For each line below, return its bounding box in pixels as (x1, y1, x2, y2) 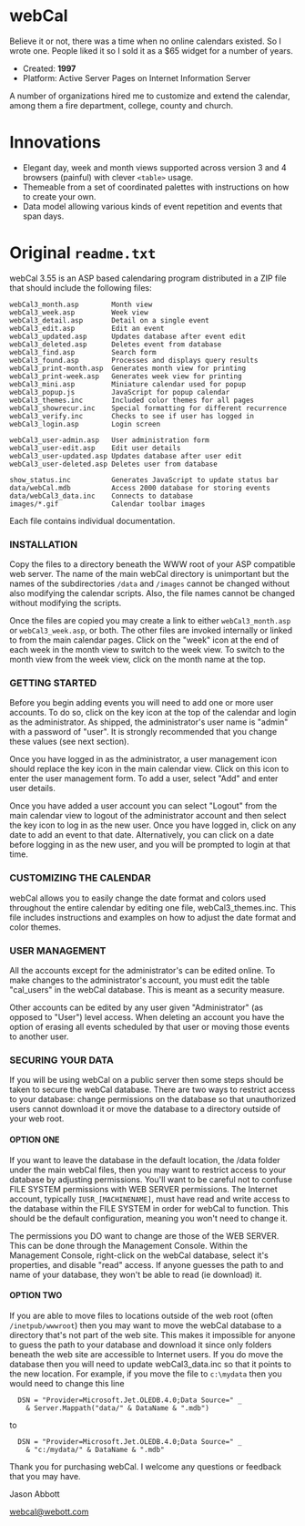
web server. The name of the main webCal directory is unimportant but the (9, 569, 290, 580)
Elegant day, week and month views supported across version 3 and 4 (22, 161, 287, 173)
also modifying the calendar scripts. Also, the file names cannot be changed (9, 588, 296, 599)
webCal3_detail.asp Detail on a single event (9, 315, 209, 325)
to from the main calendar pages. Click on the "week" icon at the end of (9, 634, 280, 645)
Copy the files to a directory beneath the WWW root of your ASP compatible (9, 559, 296, 570)
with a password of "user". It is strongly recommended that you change (9, 727, 278, 737)
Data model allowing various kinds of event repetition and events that (22, 201, 283, 211)
